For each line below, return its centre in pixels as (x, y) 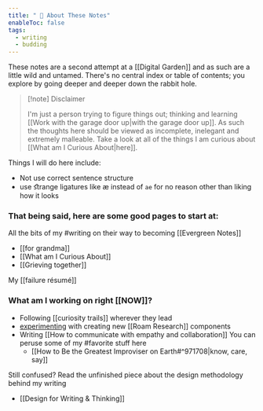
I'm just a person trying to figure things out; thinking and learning (132, 114)
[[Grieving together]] (53, 265)
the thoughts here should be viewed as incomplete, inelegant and (133, 131)
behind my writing (37, 383)
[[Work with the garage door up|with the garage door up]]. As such (136, 123)
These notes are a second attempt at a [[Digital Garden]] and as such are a (129, 67)
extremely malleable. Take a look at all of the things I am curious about (141, 139)
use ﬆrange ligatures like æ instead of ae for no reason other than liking (135, 187)
